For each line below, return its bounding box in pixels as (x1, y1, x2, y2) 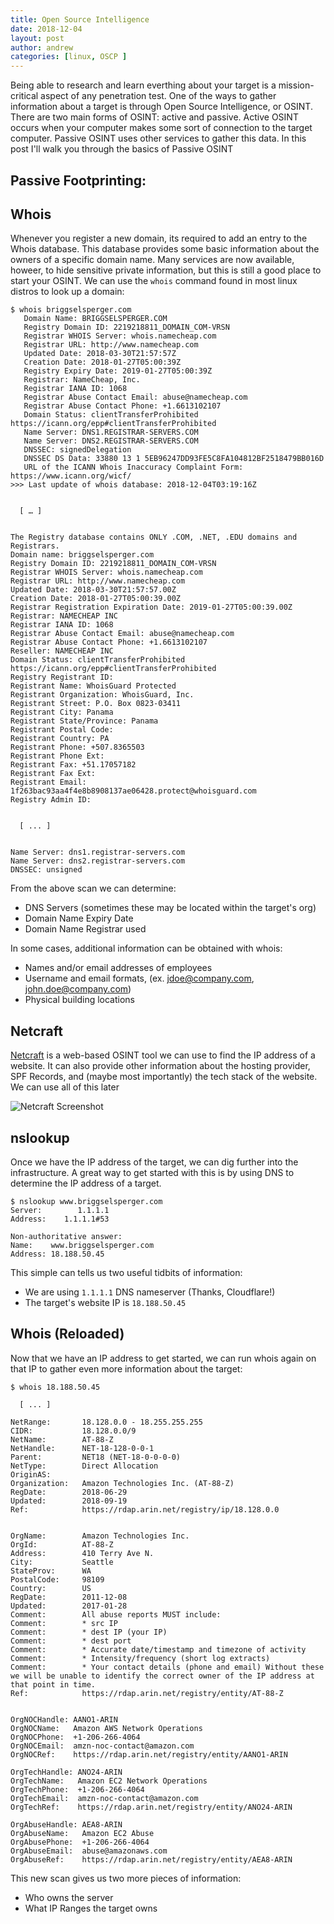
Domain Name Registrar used (24, 923, 147, 935)
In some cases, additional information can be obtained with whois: (10, 942, 283, 955)
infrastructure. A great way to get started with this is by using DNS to (10, 1166, 295, 1178)
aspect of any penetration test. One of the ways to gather (40, 90, 277, 102)
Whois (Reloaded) (10, 1326, 125, 1343)
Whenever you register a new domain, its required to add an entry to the (10, 232, 308, 245)
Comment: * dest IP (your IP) (10, 1627, 168, 1637)
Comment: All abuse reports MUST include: (10, 1609, 222, 1620)
